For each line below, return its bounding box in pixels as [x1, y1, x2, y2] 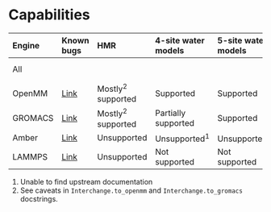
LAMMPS [12, 151, 48, 162]
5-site [217, 35, 243, 46]
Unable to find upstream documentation [19, 177, 153, 186]
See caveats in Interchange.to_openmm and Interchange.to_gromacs [19, 185, 244, 195]
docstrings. [19, 193, 58, 203]
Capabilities [8, 6, 90, 24]
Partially [154, 107, 186, 118]
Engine [12, 39, 40, 51]
